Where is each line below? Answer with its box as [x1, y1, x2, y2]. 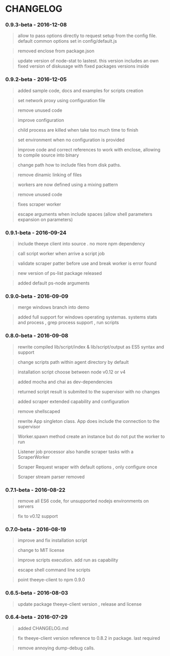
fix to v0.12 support [17, 513, 58, 519]
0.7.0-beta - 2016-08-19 [5, 525, 66, 533]
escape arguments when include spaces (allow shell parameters [17, 211, 153, 217]
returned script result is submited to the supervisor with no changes [17, 388, 160, 394]
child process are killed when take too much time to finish [17, 127, 139, 133]
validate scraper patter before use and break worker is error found [17, 260, 157, 267]
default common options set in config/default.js [17, 38, 117, 44]
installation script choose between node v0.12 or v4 [17, 369, 126, 375]
